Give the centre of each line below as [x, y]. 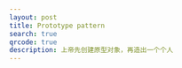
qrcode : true [33, 42]
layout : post [33, 17]
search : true [33, 34]
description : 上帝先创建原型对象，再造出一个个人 [91, 50]
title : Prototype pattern [57, 26]
